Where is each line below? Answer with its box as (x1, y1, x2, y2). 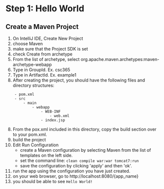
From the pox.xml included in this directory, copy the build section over (12, 126, 157, 132)
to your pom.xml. (12, 132, 47, 137)
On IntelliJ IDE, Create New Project (12, 35, 83, 41)
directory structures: (12, 82, 55, 88)
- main (23, 101, 37, 106)
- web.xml (49, 113, 70, 118)
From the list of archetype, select (12, 56, 80, 62)
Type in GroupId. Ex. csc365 (12, 67, 71, 73)
